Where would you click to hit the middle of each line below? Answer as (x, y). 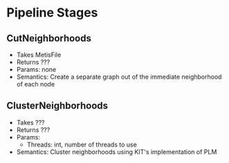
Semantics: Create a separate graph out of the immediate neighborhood (119, 77)
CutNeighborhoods (49, 38)
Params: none (36, 69)
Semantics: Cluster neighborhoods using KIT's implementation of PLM (117, 152)
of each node (36, 84)
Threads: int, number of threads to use (82, 144)
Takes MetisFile (39, 55)
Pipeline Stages (52, 13)
